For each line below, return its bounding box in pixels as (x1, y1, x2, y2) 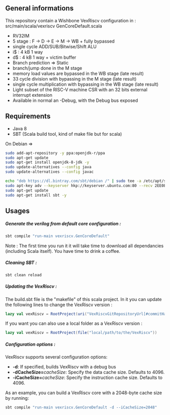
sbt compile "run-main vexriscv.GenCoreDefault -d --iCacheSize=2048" (5, 405, 157, 410)
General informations (5, 4, 74, 13)
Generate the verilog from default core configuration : (5, 220, 121, 227)
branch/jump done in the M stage (12, 65, 82, 71)
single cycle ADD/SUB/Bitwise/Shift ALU (12, 43, 97, 50)
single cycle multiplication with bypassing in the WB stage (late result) (12, 81, 159, 87)
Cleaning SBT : (5, 259, 37, 266)
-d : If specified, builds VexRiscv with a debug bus (12, 364, 116, 370)
